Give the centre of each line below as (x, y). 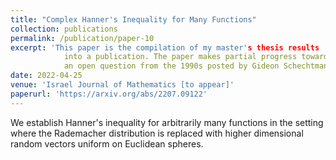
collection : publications (64, 29)
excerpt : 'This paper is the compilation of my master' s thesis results (165, 47)
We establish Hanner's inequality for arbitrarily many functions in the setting (167, 122)
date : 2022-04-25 (46, 76)
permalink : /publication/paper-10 (82, 38)
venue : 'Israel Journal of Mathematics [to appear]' (122, 85)
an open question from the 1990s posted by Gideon (171, 66)
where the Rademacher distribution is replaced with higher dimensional (157, 133)
